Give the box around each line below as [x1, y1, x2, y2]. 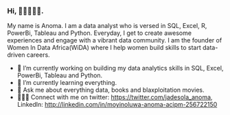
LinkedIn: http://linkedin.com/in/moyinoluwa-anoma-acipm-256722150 [16, 101, 218, 109]
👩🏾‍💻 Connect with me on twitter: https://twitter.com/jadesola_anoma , [16, 93, 213, 101]
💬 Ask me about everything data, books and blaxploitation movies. [16, 86, 205, 94]
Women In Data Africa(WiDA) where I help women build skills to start [7, 44, 201, 52]
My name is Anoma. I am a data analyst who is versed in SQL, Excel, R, [7, 22, 207, 30]
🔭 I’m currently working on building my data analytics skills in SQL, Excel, [16, 64, 224, 73]
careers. [26, 51, 50, 59]
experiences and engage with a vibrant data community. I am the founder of [7, 36, 222, 44]
